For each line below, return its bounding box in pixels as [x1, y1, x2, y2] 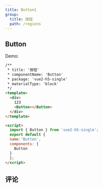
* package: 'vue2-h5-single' [7, 76, 68, 81]
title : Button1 [5, 7, 37, 12]
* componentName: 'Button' [7, 72, 64, 77]
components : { [9, 141, 39, 146]
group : [5, 12, 19, 17]
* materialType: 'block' [7, 81, 59, 86]
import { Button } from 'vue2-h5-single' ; [9, 127, 99, 132]
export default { [9, 132, 46, 137]
